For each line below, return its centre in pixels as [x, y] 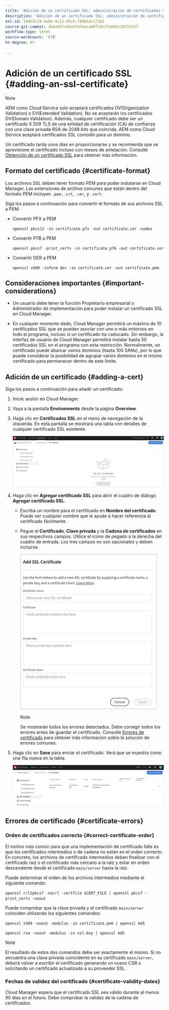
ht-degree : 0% [20, 43]
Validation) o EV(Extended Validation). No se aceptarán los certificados [79, 113]
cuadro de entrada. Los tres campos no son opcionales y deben [86, 542]
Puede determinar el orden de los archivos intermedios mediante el [75, 878]
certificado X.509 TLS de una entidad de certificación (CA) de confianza [80, 124]
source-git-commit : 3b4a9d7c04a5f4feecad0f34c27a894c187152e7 [72, 27]
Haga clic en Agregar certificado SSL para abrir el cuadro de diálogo [84, 495]
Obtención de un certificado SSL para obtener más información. [72, 155]
